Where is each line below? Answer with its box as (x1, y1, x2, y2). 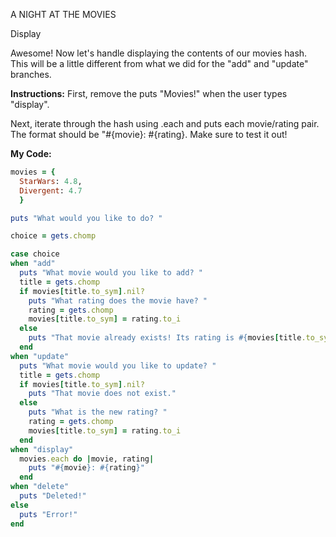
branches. (10, 69, 52, 80)
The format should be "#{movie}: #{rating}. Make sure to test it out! (10, 129, 288, 140)
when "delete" (10, 482, 70, 492)
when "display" (10, 444, 74, 454)
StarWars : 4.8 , (19, 176, 83, 186)
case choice (10, 249, 60, 259)
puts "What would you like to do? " (10, 213, 163, 223)
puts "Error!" (19, 509, 78, 519)
